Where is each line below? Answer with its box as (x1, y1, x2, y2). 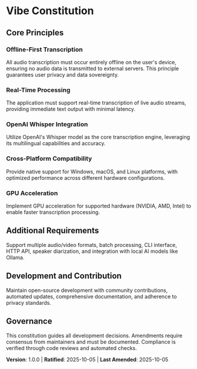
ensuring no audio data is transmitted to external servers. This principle (6, 65, 179, 72)
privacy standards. (6, 299, 52, 306)
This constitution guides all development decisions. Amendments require (6, 332, 183, 339)
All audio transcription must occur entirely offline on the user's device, (6, 58, 176, 65)
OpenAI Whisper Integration (6, 120, 88, 129)
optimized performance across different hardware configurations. (6, 174, 165, 181)
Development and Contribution (6, 271, 122, 281)
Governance (6, 317, 52, 327)
